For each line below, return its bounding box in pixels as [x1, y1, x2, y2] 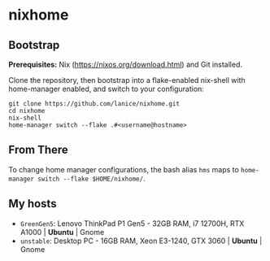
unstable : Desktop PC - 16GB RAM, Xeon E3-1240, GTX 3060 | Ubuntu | [20, 236, 263, 246]
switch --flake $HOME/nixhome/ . [37, 173, 146, 183]
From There [8, 143, 69, 157]
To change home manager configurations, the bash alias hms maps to [8, 164, 240, 174]
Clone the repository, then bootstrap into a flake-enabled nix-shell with [8, 76, 246, 85]
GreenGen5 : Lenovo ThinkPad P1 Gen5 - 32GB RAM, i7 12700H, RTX [20, 218, 245, 228]
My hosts [8, 197, 57, 211]
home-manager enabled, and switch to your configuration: [8, 84, 205, 94]
